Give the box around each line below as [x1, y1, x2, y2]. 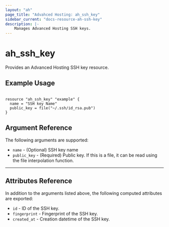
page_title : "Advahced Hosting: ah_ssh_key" [5, 12, 100, 17]
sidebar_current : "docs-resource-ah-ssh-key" [5, 17, 102, 22]
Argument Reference [5, 124, 72, 132]
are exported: [5, 195, 34, 201]
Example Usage [5, 79, 55, 88]
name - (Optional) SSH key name [12, 146, 78, 153]
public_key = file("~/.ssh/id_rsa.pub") [10, 105, 96, 111]
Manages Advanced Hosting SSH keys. [14, 26, 92, 31]
